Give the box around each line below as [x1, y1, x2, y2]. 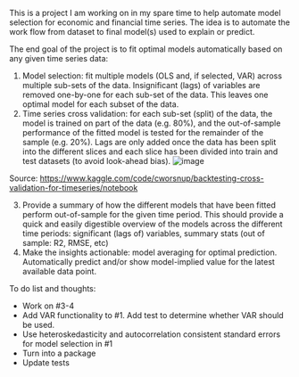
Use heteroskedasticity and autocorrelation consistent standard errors [21, 329, 281, 340]
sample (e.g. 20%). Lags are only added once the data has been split [21, 137, 277, 147]
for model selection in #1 [21, 339, 113, 348]
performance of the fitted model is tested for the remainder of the [21, 127, 264, 137]
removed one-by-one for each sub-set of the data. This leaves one [21, 89, 269, 100]
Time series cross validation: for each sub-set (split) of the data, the [21, 109, 273, 119]
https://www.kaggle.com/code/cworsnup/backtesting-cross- [39, 173, 265, 184]
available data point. [21, 266, 96, 276]
